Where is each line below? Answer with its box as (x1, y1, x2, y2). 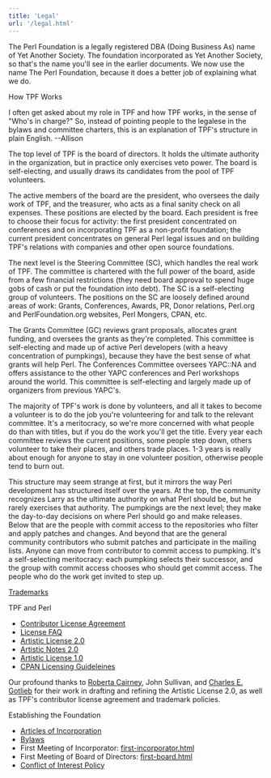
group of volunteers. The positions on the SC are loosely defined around (8, 292, 250, 302)
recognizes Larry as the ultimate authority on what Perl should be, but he (8, 494, 252, 504)
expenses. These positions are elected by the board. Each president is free (8, 207, 259, 217)
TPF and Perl (8, 602, 52, 612)
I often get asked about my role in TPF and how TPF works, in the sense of (8, 107, 257, 117)
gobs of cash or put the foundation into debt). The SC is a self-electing (8, 283, 244, 293)
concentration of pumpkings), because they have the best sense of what (8, 351, 251, 360)
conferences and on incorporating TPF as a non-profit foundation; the (8, 224, 241, 235)
